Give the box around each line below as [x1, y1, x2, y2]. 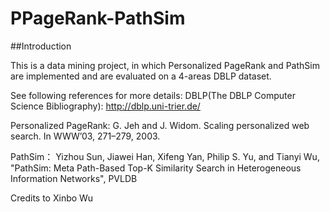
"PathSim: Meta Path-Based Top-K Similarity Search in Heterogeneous [10, 162, 302, 174]
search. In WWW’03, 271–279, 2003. [10, 130, 161, 142]
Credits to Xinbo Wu [10, 192, 94, 204]
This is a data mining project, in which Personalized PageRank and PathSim [10, 59, 320, 71]
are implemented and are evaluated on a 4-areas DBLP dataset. [10, 70, 272, 82]
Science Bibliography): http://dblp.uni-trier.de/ [10, 100, 201, 112]
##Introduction [10, 40, 72, 52]
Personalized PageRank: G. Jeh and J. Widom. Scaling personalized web [10, 119, 310, 131]
